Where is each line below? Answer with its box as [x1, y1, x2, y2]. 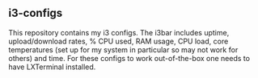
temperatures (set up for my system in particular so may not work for [8, 44, 239, 55]
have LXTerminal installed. [8, 62, 96, 72]
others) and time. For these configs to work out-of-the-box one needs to [8, 53, 251, 63]
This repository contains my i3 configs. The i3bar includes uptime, [8, 27, 230, 37]
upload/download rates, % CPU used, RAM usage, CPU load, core [8, 36, 229, 46]
